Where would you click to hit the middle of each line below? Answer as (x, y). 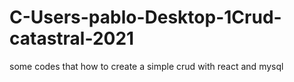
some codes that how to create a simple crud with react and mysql (146, 66)
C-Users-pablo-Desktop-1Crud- (145, 17)
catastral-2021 (72, 38)
